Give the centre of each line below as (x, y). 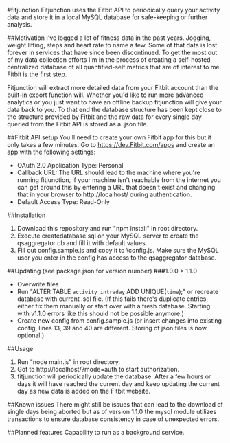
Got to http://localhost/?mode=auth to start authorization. (98, 369)
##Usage (20, 349)
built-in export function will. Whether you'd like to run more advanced (105, 95)
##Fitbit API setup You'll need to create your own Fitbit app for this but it (109, 137)
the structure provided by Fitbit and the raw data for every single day (105, 117)
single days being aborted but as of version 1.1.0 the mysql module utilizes (112, 412)
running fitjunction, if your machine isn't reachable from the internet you (119, 180)
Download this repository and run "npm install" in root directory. (107, 228)
